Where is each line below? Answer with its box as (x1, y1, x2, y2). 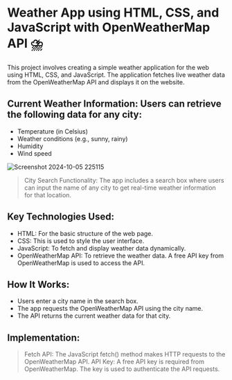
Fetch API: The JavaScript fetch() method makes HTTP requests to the (24, 350, 226, 359)
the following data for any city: (7, 109, 142, 120)
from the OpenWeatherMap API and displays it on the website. (7, 78, 185, 86)
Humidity (17, 142, 44, 150)
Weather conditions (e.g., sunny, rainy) (17, 134, 128, 143)
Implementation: (7, 332, 80, 343)
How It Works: (7, 278, 70, 290)
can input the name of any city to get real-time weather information (24, 183, 216, 192)
